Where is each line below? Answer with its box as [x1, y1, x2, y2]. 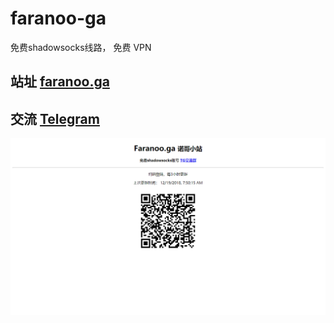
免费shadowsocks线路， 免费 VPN [10, 41, 152, 53]
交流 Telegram [10, 110, 100, 127]
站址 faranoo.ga [10, 73, 110, 91]
